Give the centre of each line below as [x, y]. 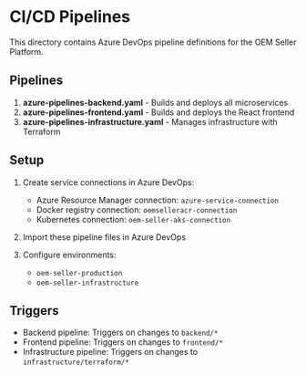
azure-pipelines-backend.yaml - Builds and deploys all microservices [155, 102]
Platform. [26, 51]
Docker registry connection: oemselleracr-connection [137, 209]
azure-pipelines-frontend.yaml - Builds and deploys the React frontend [158, 112]
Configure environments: [69, 255]
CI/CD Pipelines [70, 17]
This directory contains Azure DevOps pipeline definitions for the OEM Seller [153, 42]
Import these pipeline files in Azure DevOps [104, 237]
